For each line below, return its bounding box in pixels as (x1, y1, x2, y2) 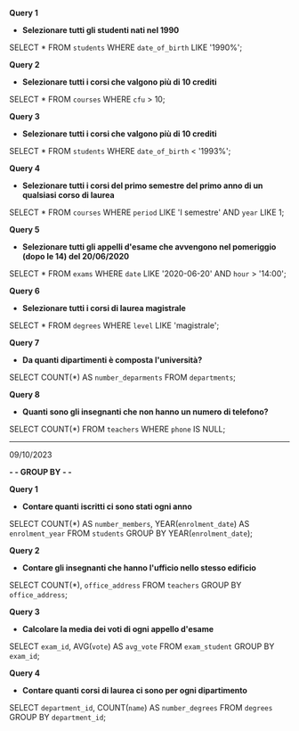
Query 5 (9, 225, 40, 234)
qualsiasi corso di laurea (21, 190, 115, 200)
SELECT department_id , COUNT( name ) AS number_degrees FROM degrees (9, 702, 273, 712)
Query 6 (9, 285, 40, 296)
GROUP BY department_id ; (9, 712, 107, 722)
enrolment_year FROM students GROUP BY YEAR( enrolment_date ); (9, 528, 254, 538)
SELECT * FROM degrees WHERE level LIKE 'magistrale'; (9, 320, 220, 331)
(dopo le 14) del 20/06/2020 (21, 251, 130, 261)
